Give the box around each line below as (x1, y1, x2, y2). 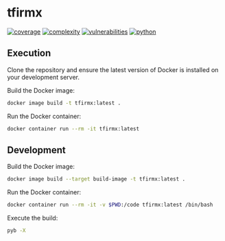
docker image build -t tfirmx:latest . (7, 100, 121, 106)
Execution (7, 47, 51, 59)
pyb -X (7, 227, 26, 234)
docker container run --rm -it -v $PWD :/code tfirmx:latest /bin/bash (7, 201, 213, 209)
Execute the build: (7, 214, 58, 222)
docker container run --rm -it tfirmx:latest (7, 125, 139, 132)
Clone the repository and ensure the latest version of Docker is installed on (7, 65, 219, 73)
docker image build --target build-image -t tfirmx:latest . (7, 176, 186, 183)
